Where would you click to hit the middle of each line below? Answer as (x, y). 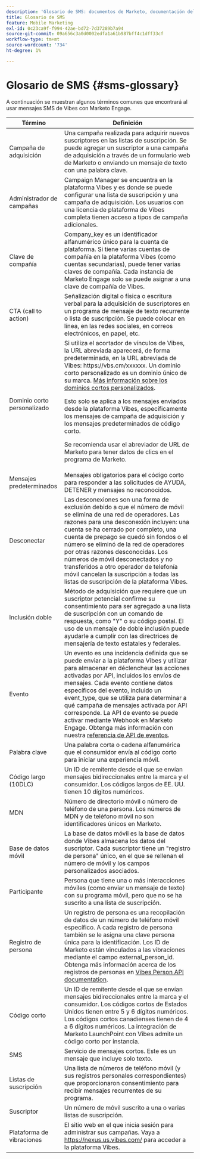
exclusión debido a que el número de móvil (124, 507)
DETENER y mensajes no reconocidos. (118, 489)
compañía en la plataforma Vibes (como (120, 256)
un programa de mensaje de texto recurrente (127, 311)
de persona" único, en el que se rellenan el (124, 856)
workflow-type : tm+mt (33, 39)
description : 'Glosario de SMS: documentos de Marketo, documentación (96, 12)
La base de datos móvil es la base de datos (124, 833)
